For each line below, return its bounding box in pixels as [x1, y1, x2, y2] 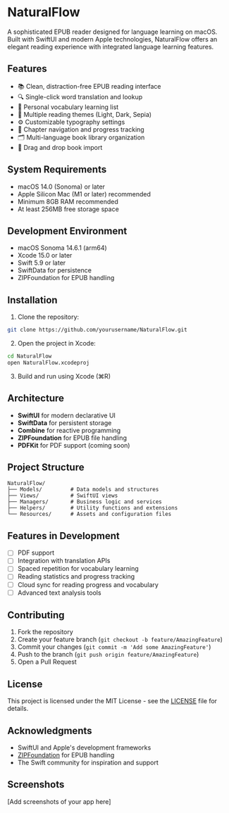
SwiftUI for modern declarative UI [17, 411, 116, 420]
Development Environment [7, 225, 128, 237]
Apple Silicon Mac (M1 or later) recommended [17, 189, 151, 198]
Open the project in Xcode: [17, 339, 97, 348]
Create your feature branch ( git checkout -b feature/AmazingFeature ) [17, 635, 223, 644]
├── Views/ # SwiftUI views [7, 492, 118, 500]
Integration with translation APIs [17, 557, 111, 565]
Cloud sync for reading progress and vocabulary [17, 580, 159, 588]
